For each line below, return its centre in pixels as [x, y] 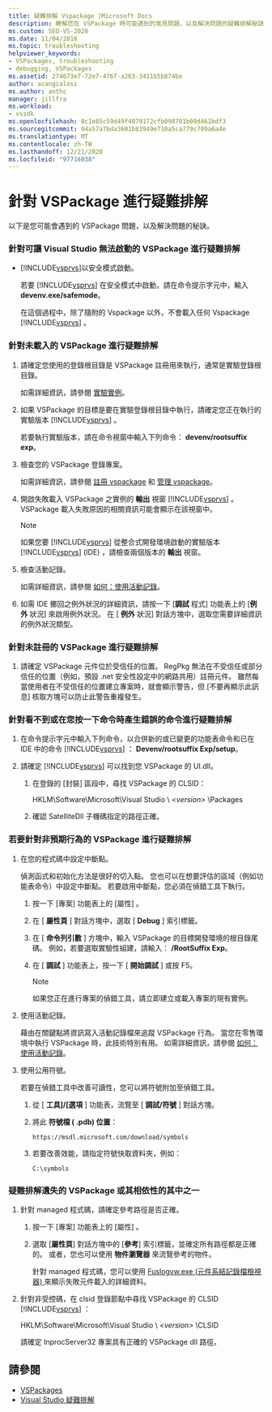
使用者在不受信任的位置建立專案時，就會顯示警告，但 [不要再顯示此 [140, 687]
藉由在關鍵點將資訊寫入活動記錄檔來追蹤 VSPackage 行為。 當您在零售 [138, 1032]
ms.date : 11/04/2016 [43, 39]
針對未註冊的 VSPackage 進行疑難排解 [83, 647]
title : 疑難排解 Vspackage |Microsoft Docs [80, 16]
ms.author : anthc [38, 91]
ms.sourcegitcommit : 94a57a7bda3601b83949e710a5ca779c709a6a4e [117, 129]
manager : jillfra [38, 99]
